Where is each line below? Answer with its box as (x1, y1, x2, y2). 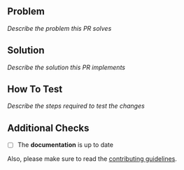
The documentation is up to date (17, 141, 114, 149)
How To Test (7, 83, 63, 95)
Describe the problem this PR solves (7, 24, 112, 32)
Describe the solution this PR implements (7, 63, 126, 71)
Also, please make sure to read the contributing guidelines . (7, 155, 177, 163)
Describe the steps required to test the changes (7, 101, 145, 111)
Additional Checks (7, 122, 90, 134)
